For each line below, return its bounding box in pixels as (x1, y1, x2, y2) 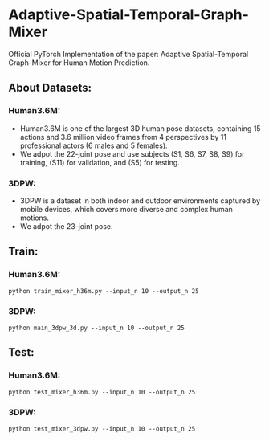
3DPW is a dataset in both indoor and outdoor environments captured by (19, 195, 261, 206)
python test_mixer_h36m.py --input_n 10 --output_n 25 (8, 388, 196, 396)
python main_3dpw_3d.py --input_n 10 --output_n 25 (8, 324, 185, 332)
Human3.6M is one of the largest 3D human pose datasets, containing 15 (19, 123, 261, 133)
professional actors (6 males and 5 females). (19, 141, 168, 150)
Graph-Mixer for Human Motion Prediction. (8, 58, 150, 67)
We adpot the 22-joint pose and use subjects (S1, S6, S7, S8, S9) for (19, 149, 245, 158)
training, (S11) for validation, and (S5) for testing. (19, 157, 181, 167)
